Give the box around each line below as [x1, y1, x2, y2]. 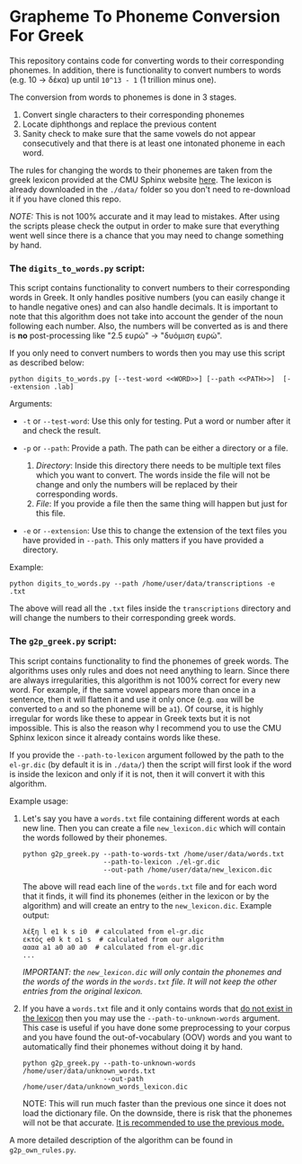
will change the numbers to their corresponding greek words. [9, 613, 236, 623]
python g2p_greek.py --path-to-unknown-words [22, 1059, 196, 1068]
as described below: [9, 357, 85, 368]
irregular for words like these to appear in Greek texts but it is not [9, 712, 251, 723]
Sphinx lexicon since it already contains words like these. [9, 731, 221, 743]
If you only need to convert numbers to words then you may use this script [9, 348, 286, 359]
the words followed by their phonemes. [22, 832, 168, 843]
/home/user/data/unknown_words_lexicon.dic [22, 1082, 189, 1091]
